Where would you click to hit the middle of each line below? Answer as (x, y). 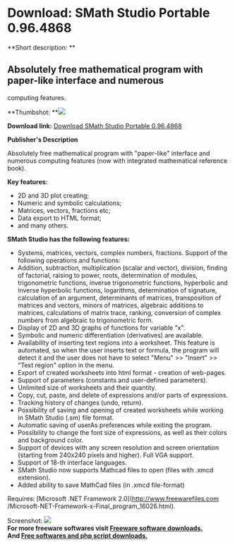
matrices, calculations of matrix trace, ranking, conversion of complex (119, 312)
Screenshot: (25, 520)
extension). (34, 477)
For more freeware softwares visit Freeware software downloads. (105, 528)
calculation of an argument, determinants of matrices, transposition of (119, 297)
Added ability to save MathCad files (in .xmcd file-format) (101, 485)
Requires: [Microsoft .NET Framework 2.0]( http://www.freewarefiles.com (113, 498)
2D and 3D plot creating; (53, 195)
